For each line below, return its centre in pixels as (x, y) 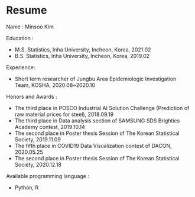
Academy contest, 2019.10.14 (50, 127)
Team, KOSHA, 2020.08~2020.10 (55, 85)
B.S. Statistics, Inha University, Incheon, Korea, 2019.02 (82, 56)
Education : (20, 38)
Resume (27, 10)
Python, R (27, 188)
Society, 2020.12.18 (38, 164)
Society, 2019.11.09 (38, 139)
